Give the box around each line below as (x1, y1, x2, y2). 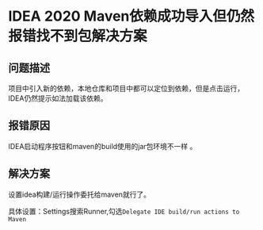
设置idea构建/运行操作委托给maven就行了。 (8, 190, 151, 199)
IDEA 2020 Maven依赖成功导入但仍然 (8, 7, 255, 25)
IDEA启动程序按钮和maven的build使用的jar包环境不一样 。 (8, 141, 197, 151)
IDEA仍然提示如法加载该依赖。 (8, 94, 108, 103)
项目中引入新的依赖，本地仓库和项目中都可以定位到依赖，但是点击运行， (8, 84, 244, 93)
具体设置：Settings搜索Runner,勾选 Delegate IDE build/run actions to (8, 206, 240, 216)
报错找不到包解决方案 (8, 27, 148, 45)
